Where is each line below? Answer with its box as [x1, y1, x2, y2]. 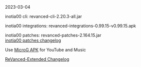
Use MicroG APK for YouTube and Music [5, 47, 86, 52]
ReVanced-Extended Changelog [5, 56, 70, 62]
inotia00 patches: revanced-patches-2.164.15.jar [5, 33, 102, 38]
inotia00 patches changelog [5, 37, 61, 43]
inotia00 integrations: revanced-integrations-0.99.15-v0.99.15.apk [5, 23, 136, 29]
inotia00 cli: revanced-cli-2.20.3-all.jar [5, 14, 82, 19]
